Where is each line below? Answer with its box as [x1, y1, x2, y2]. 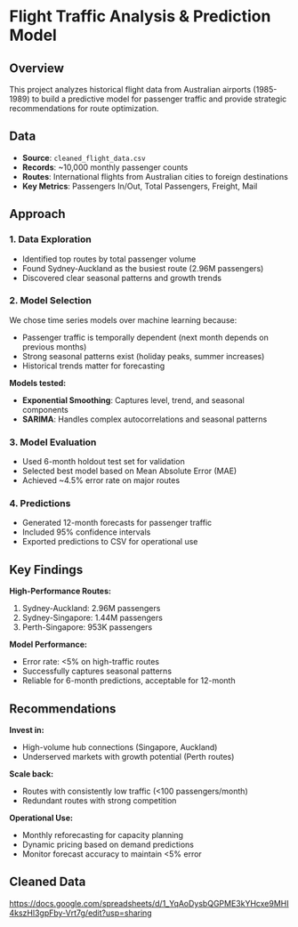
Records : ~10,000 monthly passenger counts [21, 162, 189, 173]
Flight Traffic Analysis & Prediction [9, 6, 271, 27]
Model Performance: [9, 639, 87, 650]
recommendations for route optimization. [9, 103, 159, 113]
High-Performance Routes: [9, 585, 111, 597]
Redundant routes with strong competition [21, 795, 177, 806]
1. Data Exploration [9, 233, 92, 246]
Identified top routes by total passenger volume [21, 254, 197, 264]
